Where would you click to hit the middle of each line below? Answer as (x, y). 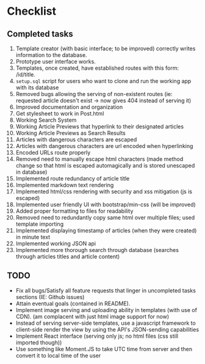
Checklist (32, 11)
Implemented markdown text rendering (65, 185)
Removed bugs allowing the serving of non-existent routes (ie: (94, 94)
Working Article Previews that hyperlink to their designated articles (100, 126)
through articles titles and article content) (68, 256)
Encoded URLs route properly (53, 152)
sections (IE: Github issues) (50, 297)
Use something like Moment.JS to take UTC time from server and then (104, 349)
